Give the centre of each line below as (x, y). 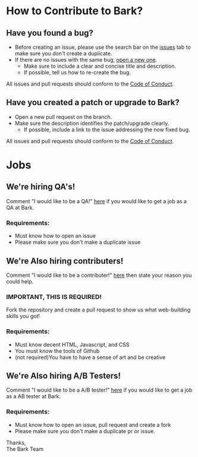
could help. (20, 281)
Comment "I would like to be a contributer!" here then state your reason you (99, 275)
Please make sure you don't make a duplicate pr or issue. (85, 431)
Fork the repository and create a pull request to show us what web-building (98, 310)
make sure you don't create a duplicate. (63, 53)
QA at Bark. (20, 207)
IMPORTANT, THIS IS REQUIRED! (54, 297)
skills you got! (23, 316)
